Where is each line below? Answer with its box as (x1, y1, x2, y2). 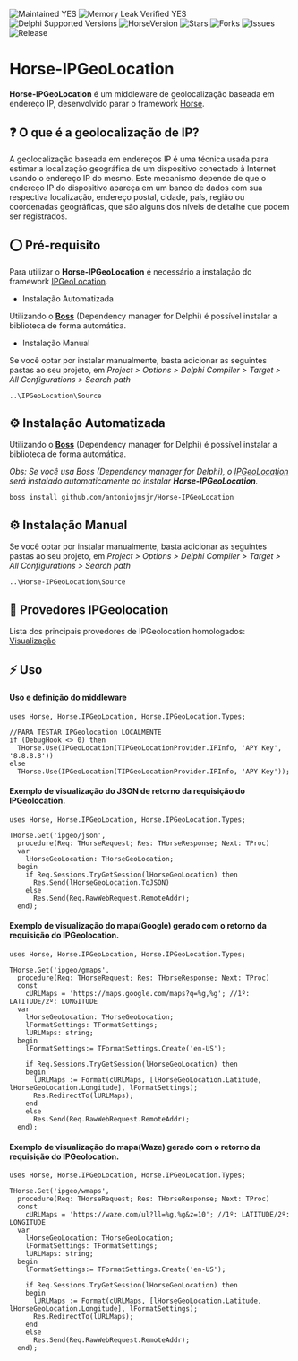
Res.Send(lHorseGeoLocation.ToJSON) (32, 877, 170, 887)
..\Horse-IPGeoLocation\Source (9, 578, 126, 587)
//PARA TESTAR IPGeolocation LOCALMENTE (9, 728, 163, 737)
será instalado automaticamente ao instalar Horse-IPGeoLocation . (9, 475, 259, 486)
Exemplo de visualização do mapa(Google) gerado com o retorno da (9, 920, 267, 931)
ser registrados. (9, 211, 68, 222)
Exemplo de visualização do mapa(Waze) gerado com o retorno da (9, 1141, 261, 1152)
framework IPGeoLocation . (9, 275, 108, 286)
